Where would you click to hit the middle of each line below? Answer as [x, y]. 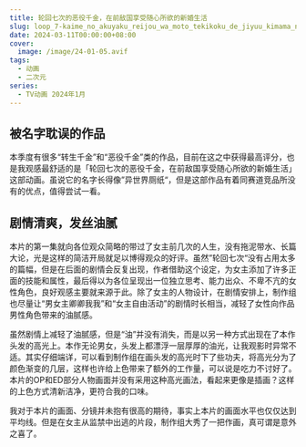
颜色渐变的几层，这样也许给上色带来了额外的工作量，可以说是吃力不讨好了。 [153, 369]
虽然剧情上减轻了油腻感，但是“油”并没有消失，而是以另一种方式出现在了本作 [153, 335]
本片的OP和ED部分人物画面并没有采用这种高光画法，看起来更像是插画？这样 [152, 380]
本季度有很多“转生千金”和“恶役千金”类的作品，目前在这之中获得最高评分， [148, 157]
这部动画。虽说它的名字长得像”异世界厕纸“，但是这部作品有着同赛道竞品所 [149, 180]
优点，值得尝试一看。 [65, 192]
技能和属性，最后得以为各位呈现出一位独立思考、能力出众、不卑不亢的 [157, 281]
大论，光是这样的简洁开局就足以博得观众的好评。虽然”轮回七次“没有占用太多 [153, 258]
